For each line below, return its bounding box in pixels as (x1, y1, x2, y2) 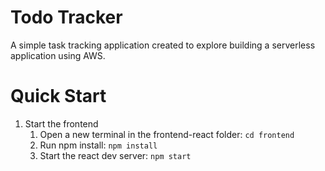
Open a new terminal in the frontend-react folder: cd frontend (39, 128, 295, 140)
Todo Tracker (10, 6, 123, 29)
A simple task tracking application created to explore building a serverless (10, 39, 316, 51)
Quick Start (10, 85, 107, 108)
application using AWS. (10, 49, 106, 61)
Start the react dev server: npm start (39, 149, 192, 161)
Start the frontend (24, 117, 99, 130)
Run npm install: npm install (39, 139, 158, 151)
